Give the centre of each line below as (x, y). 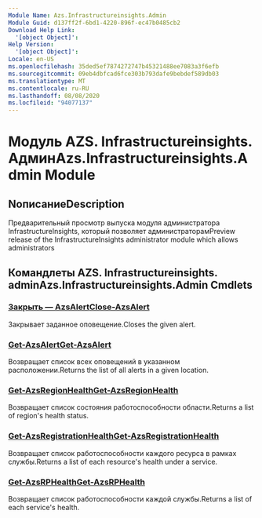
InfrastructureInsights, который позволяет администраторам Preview (122, 232)
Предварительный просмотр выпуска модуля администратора (114, 223)
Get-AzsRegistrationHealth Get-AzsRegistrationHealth (114, 436)
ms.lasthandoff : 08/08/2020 (54, 96)
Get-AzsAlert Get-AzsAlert (60, 345)
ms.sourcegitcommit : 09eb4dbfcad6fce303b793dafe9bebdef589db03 (114, 74)
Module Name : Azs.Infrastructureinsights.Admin (87, 15)
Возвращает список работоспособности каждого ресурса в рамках (122, 453)
